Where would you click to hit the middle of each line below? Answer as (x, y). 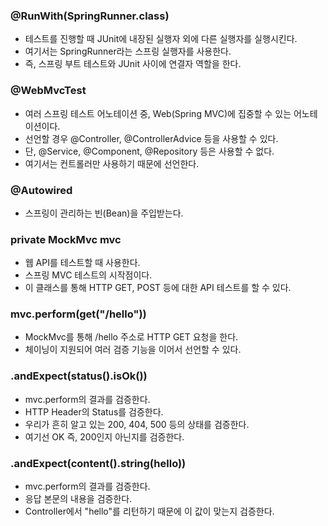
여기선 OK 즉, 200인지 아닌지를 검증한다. (104, 436)
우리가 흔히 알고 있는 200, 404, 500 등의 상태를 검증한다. (137, 424)
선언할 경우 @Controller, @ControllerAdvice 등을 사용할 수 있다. (151, 138)
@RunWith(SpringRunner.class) (90, 16)
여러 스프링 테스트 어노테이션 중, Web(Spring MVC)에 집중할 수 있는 (158, 113)
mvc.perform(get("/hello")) (78, 314)
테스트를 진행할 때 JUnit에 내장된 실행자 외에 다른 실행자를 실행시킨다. (161, 39)
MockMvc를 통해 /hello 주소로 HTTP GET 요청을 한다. (131, 337)
